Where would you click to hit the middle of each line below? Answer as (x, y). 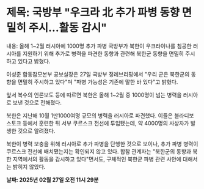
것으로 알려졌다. (36, 131)
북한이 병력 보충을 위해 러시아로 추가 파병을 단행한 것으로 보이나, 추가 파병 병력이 (102, 144)
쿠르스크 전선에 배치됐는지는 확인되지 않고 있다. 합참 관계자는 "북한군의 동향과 (99, 151)
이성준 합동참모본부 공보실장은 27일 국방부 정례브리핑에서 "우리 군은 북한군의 (98, 74)
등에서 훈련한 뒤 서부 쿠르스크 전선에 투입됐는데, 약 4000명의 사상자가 (106, 123)
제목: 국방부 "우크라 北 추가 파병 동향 (93, 13)
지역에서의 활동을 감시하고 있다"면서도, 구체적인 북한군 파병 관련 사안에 (97, 159)
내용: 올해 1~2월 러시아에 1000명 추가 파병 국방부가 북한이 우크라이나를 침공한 (99, 46)
